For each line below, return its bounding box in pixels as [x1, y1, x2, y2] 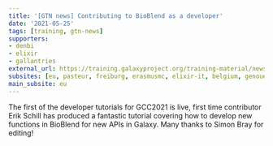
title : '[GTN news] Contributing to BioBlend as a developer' [8, 11, 223, 20]
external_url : [8, 65, 57, 73]
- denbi [8, 42, 35, 50]
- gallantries [8, 58, 57, 66]
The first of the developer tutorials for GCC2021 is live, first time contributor [8, 102, 262, 112]
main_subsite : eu [8, 79, 67, 88]
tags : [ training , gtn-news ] [8, 27, 104, 35]
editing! [8, 127, 34, 138]
